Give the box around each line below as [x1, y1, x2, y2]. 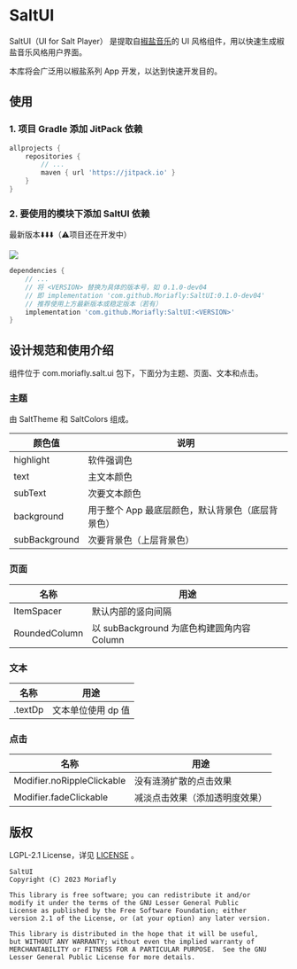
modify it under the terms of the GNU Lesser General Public [9, 899, 240, 908]
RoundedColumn [13, 627, 84, 639]
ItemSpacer [13, 605, 62, 617]
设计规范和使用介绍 [9, 342, 114, 357]
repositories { [25, 152, 81, 160]
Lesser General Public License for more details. [9, 953, 196, 962]
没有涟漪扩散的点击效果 [133, 775, 232, 787]
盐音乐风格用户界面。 [9, 46, 87, 58]
